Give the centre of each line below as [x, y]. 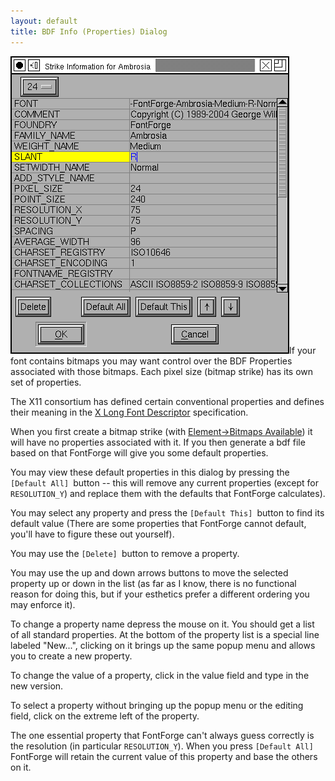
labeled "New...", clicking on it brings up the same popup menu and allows [163, 645]
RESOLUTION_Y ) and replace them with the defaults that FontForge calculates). [168, 493]
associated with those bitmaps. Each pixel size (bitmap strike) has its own [162, 371]
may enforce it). [43, 604]
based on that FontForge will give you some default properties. [139, 452]
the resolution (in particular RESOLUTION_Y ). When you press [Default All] [162, 746]
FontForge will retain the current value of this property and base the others [164, 756]
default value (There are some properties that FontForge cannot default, [158, 523]
